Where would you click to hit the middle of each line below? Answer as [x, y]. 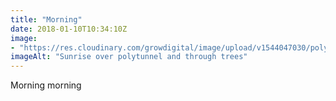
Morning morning [46, 85]
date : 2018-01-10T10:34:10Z [69, 29]
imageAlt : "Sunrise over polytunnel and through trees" [129, 57]
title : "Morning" [46, 19]
